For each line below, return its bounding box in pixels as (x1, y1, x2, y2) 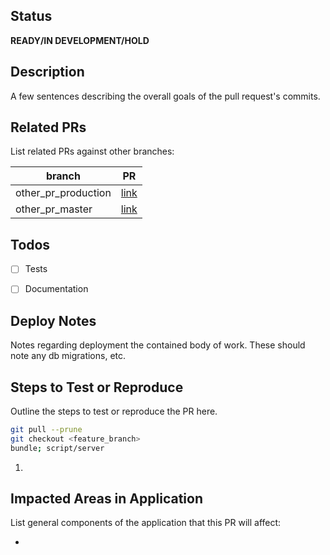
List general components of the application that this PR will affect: (10, 517, 282, 529)
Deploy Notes (10, 312, 97, 329)
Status (10, 8, 53, 25)
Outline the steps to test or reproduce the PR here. (10, 405, 218, 417)
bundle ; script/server (10, 443, 105, 453)
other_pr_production (15, 186, 112, 200)
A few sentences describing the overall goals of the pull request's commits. (10, 90, 321, 102)
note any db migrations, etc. (10, 350, 127, 362)
